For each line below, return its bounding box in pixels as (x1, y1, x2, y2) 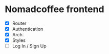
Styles (12, 37, 26, 43)
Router (12, 20, 27, 26)
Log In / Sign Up (12, 43, 47, 49)
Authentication (12, 26, 43, 32)
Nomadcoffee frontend (5, 4, 104, 15)
